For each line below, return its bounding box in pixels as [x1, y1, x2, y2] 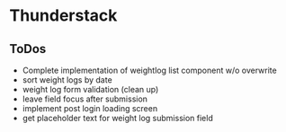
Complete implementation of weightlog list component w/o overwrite [22, 65, 277, 75]
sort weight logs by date [22, 75, 112, 85]
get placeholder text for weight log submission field [22, 113, 213, 123]
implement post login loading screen [22, 103, 158, 113]
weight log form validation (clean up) [22, 84, 159, 94]
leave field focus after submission [22, 93, 148, 104]
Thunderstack [9, 5, 118, 26]
